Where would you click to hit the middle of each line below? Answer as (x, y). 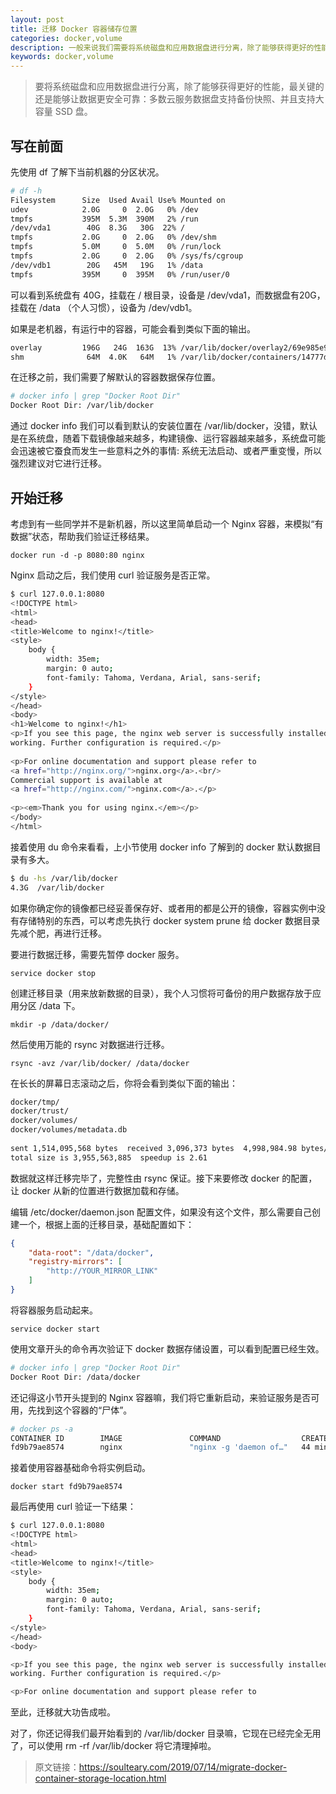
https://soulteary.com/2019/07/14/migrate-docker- (183, 1767)
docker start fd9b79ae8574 (66, 1487)
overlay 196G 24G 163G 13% (93, 347)
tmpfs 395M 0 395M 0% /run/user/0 (120, 274)
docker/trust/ (40, 1111)
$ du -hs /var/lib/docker (64, 878)
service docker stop (53, 973)
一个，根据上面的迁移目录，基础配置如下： (106, 1224)
